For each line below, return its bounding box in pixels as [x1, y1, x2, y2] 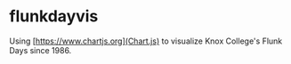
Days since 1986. [9, 44, 72, 55]
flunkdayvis [9, 6, 99, 27]
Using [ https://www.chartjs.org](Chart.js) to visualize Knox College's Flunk [9, 36, 283, 46]
